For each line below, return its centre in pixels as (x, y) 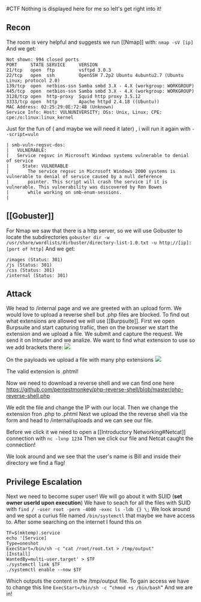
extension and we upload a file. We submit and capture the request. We (94, 334)
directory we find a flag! (36, 463)
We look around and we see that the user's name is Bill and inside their (94, 456)
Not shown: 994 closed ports (43, 60)
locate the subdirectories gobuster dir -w (58, 237)
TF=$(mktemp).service (33, 533)
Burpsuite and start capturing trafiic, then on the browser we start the (92, 327)
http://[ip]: (175, 243)
